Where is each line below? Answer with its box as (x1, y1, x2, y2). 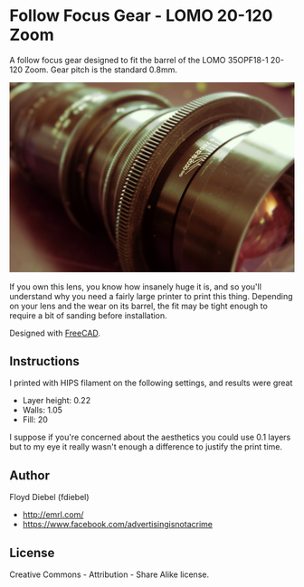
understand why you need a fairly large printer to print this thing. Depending (9, 290, 293, 301)
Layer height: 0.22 (22, 395, 91, 406)
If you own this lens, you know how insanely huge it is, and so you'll (9, 281, 262, 292)
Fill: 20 (22, 414, 48, 425)
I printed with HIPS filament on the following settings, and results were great (9, 377, 293, 389)
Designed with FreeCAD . (9, 327, 101, 338)
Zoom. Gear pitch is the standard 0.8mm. (24, 64, 178, 75)
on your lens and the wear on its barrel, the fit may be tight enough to (9, 300, 269, 311)
